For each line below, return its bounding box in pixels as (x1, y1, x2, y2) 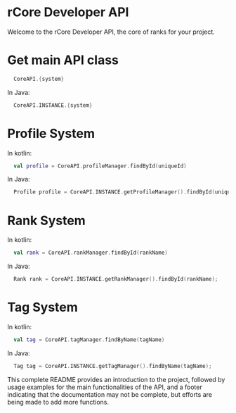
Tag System (7, 300, 79, 315)
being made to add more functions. (7, 398, 110, 406)
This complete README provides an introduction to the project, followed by (7, 375, 225, 383)
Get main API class (7, 52, 119, 68)
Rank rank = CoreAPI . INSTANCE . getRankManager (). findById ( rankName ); (13, 276, 218, 283)
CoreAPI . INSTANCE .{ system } (13, 101, 93, 109)
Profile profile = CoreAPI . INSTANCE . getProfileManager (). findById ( (13, 189, 216, 196)
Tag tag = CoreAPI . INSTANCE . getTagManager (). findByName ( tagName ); (13, 362, 212, 369)
